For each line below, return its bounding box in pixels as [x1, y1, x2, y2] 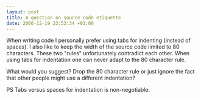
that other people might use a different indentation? [6, 74, 136, 82]
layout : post [6, 9, 40, 15]
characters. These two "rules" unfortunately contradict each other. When [6, 50, 190, 57]
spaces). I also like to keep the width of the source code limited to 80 [6, 43, 180, 50]
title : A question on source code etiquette [6, 15, 121, 21]
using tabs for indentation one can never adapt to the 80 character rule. [6, 56, 186, 64]
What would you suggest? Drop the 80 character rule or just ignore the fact [6, 68, 195, 75]
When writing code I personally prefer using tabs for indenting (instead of [6, 37, 191, 44]
